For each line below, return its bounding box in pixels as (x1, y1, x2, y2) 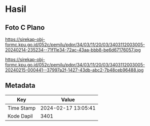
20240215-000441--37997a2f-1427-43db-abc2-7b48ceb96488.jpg (5, 67, 144, 73)
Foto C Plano (5, 23, 45, 32)
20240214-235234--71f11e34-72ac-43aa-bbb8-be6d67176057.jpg (5, 47, 141, 53)
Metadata (5, 81, 36, 90)
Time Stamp (7, 104, 36, 111)
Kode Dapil (7, 113, 33, 120)
